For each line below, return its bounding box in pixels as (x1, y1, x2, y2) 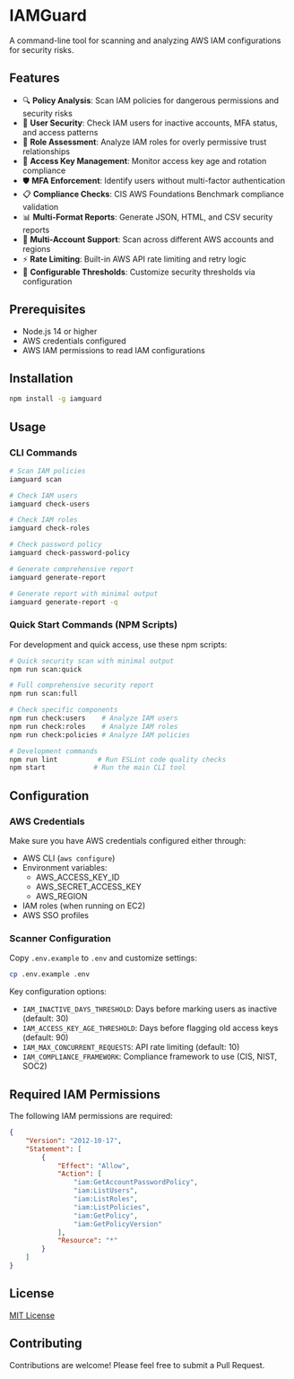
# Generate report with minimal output (9, 589, 159, 598)
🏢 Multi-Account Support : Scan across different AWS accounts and (22, 234, 274, 245)
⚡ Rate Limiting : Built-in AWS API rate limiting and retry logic (22, 253, 246, 265)
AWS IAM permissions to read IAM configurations (22, 344, 206, 355)
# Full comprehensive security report (9, 681, 154, 690)
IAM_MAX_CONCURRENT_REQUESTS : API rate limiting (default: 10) (22, 1042, 240, 1053)
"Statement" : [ (25, 1144, 82, 1153)
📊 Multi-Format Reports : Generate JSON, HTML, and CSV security (22, 212, 273, 222)
